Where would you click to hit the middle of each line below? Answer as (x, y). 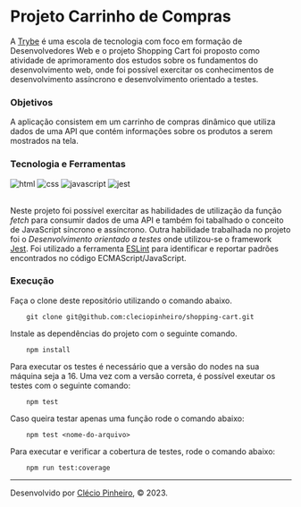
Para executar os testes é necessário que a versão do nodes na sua (135, 366)
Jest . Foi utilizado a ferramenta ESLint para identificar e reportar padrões (145, 249)
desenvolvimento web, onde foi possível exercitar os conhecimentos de (142, 70)
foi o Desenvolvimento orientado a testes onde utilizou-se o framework (141, 239)
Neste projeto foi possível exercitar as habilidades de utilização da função (146, 210)
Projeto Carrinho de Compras (121, 17)
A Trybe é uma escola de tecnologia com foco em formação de (126, 41)
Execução (32, 281)
